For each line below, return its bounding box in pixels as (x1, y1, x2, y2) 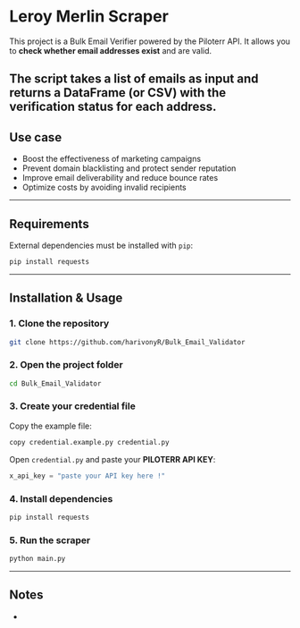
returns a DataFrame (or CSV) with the (9, 85, 227, 100)
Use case (9, 130, 62, 145)
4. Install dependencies (9, 492, 113, 505)
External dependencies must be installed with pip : (9, 240, 194, 250)
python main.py (9, 555, 66, 564)
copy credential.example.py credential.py (9, 437, 170, 446)
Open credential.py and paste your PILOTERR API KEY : (9, 454, 216, 464)
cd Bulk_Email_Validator (9, 378, 102, 388)
